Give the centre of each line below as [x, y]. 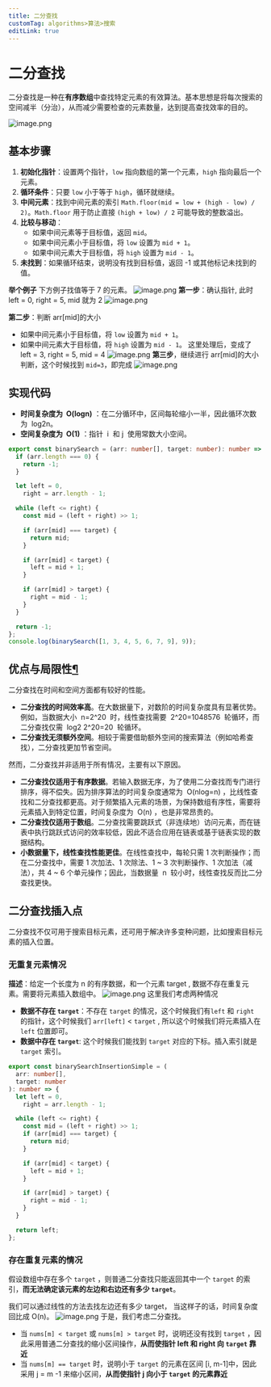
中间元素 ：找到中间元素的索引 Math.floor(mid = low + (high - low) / [138, 202]
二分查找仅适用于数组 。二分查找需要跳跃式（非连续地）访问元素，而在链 [140, 822]
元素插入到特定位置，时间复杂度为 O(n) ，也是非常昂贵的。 [119, 812]
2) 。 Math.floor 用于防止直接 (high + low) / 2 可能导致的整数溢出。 [134, 212]
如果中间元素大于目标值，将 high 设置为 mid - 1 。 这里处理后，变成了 [136, 345]
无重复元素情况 [38, 965]
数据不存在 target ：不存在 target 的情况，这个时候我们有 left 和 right [137, 1011]
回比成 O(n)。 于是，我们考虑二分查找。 [97, 1317]
